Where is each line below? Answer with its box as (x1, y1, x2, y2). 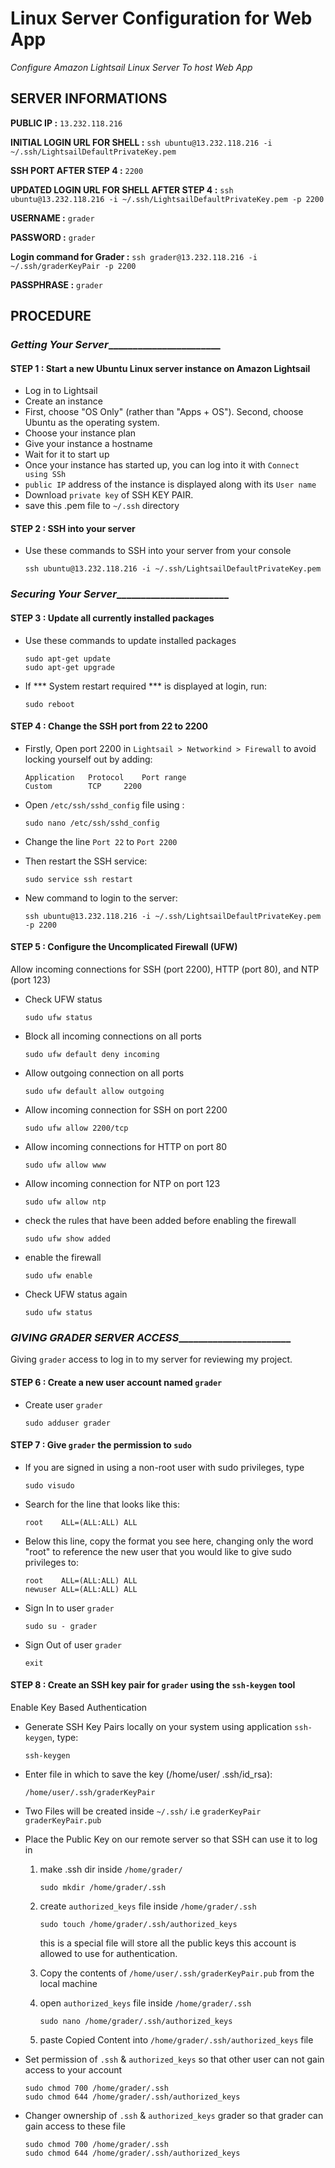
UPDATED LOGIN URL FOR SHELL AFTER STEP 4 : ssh (10, 183, 234, 196)
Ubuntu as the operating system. (24, 417, 160, 429)
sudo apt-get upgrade (24, 662, 115, 672)
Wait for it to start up (24, 448, 110, 461)
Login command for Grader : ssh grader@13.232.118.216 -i (10, 250, 258, 262)
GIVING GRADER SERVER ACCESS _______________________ (10, 1330, 292, 1344)
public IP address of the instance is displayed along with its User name (24, 478, 317, 491)
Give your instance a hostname (24, 438, 153, 450)
